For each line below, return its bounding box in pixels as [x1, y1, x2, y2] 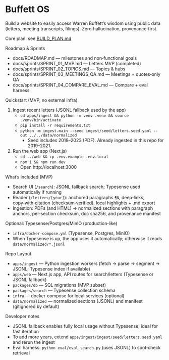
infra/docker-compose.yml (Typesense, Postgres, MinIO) [12, 230, 130, 236]
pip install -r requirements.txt [20, 123, 91, 128]
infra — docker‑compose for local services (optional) [12, 292, 125, 299]
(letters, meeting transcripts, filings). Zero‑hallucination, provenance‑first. [5, 25, 158, 31]
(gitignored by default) [12, 303, 60, 309]
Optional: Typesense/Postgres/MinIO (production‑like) [5, 220, 118, 226]
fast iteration [12, 328, 39, 334]
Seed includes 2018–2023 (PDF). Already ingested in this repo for [27, 137, 164, 143]
